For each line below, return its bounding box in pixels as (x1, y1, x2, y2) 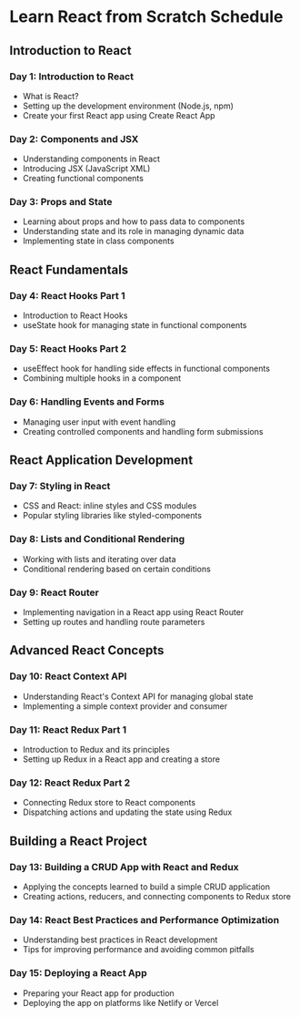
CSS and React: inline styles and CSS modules (22, 500, 197, 511)
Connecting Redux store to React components (22, 797, 196, 808)
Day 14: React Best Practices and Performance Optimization (9, 913, 280, 926)
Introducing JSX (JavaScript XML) (22, 163, 151, 174)
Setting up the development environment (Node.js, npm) (22, 100, 235, 111)
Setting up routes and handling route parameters (22, 617, 205, 628)
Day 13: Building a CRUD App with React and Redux (9, 860, 239, 873)
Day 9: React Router (9, 586, 100, 599)
